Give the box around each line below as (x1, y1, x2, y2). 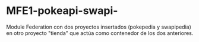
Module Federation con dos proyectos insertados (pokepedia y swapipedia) (6, 23, 191, 30)
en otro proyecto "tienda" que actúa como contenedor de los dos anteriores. (6, 29, 194, 36)
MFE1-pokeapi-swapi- (6, 4, 118, 17)
